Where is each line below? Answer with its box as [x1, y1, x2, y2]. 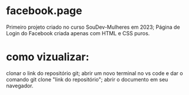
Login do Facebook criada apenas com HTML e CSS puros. [6, 29, 150, 36]
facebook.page [6, 4, 82, 18]
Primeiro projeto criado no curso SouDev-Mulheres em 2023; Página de [6, 23, 181, 30]
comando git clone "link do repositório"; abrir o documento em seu [6, 76, 168, 83]
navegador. [6, 82, 34, 89]
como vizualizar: [6, 50, 89, 64]
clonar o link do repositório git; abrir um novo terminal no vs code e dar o [6, 69, 184, 77]
